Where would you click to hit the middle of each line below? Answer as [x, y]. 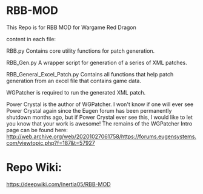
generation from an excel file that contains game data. [74, 81]
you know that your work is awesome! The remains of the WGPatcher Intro [99, 123]
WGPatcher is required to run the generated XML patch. [76, 92]
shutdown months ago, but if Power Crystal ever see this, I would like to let [99, 117]
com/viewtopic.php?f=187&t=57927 [51, 142]
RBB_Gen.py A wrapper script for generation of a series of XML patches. [97, 62]
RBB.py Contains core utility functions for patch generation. [81, 51]
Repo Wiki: [34, 168]
